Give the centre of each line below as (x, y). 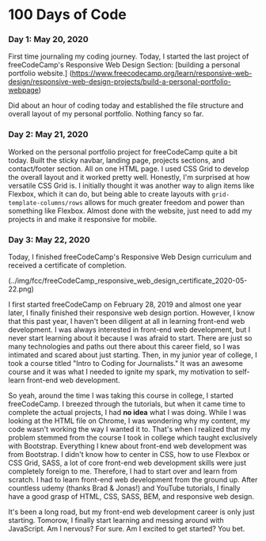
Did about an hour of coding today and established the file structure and (126, 105)
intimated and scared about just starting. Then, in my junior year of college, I (133, 355)
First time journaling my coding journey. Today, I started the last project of (129, 56)
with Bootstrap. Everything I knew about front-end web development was (127, 446)
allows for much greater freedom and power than (165, 202)
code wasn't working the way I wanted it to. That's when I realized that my (129, 429)
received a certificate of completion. (67, 265)
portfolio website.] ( (40, 74)
